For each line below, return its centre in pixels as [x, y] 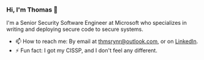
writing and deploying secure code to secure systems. [75, 29]
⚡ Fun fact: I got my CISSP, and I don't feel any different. [86, 50]
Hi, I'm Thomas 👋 [32, 10]
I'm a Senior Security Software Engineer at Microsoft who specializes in [96, 23]
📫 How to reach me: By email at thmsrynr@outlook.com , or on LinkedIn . [107, 41]
